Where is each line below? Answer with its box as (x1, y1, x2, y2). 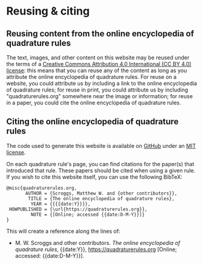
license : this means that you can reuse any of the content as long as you (6, 67, 187, 74)
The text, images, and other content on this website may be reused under (6, 54, 190, 61)
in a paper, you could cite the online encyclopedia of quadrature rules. (6, 99, 182, 106)
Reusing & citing (6, 4, 90, 18)
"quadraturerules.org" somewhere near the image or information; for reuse (6, 93, 193, 99)
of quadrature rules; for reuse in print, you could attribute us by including (6, 86, 188, 93)
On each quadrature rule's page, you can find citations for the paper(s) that (6, 160, 195, 167)
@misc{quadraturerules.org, (6, 185, 78, 191)
